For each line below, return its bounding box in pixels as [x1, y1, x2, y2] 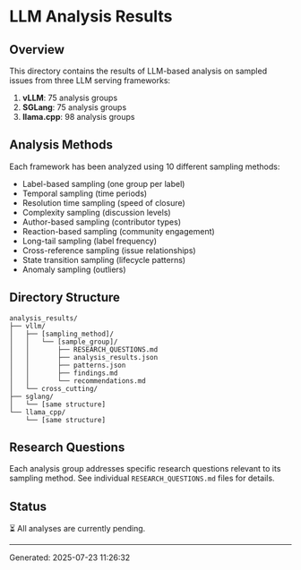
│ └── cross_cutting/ [9, 384, 99, 393]
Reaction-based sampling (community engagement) [21, 225, 215, 236]
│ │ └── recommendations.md [9, 376, 146, 386]
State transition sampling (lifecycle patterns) [21, 254, 186, 265]
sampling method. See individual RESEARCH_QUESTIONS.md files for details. [9, 472, 275, 484]
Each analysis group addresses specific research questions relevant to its [9, 464, 281, 474]
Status [9, 498, 47, 514]
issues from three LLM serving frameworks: [9, 75, 171, 86]
